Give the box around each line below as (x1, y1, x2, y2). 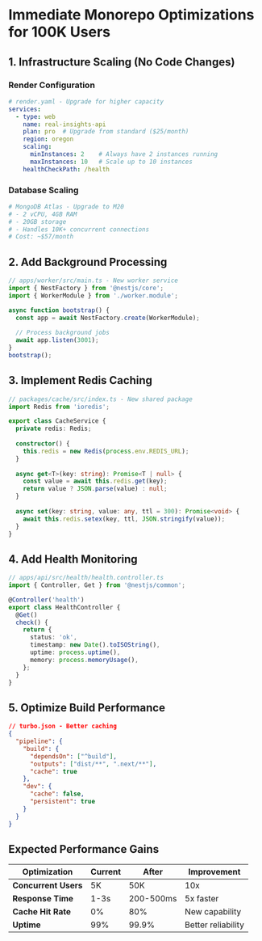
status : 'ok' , (29, 633, 78, 642)
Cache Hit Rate (12, 906, 71, 918)
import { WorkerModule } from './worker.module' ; (8, 291, 179, 300)
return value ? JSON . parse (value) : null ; (23, 485, 168, 493)
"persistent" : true (29, 798, 95, 806)
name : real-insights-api (23, 120, 106, 129)
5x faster (185, 893, 219, 905)
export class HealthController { (8, 603, 121, 611)
